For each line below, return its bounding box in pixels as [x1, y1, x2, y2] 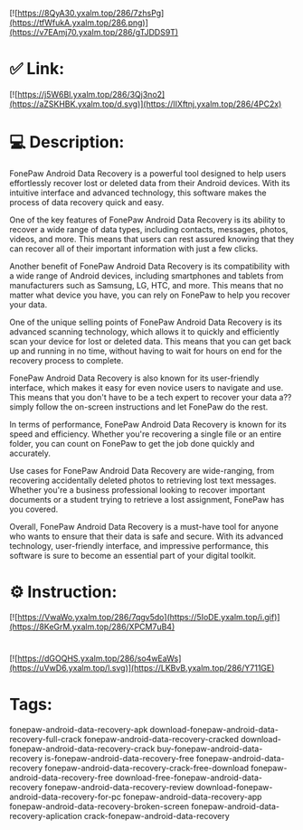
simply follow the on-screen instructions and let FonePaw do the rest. [9, 401, 269, 412]
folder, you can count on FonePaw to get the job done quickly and [9, 438, 255, 448]
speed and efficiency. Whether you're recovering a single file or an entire [9, 429, 282, 439]
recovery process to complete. [9, 354, 124, 365]
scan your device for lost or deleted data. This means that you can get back [9, 335, 292, 346]
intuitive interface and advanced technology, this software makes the [9, 187, 267, 198]
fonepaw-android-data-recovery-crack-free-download [44, 762, 250, 773]
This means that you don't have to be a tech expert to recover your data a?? [9, 391, 292, 402]
